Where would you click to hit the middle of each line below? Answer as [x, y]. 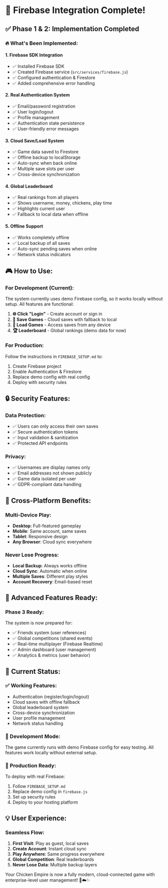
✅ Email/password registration [44, 106]
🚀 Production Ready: [31, 766]
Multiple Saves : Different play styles [50, 576]
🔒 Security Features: [38, 398]
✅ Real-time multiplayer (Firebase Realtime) [58, 644]
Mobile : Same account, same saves [49, 531]
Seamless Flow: [25, 832]
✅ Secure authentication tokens [45, 432]
